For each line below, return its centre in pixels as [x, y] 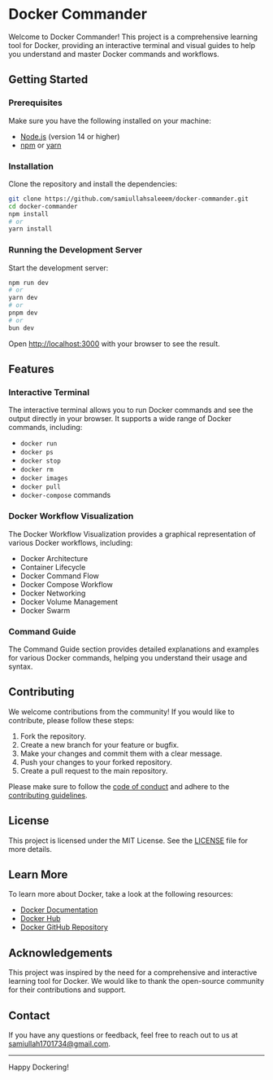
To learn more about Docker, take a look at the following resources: [121, 894]
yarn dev [23, 298]
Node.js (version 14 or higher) [70, 136]
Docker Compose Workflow [67, 584]
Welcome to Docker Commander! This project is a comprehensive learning [133, 37]
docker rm [37, 470]
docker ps [37, 453]
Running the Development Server [76, 250]
